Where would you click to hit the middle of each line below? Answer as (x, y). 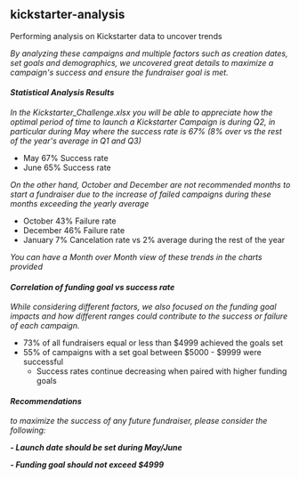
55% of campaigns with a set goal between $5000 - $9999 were (142, 353)
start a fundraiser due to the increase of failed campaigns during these (141, 194)
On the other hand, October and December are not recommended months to (150, 185)
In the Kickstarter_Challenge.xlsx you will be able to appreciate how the (141, 113)
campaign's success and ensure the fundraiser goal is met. (120, 72)
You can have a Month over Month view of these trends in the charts (136, 257)
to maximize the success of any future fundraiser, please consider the (139, 421)
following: (28, 430)
